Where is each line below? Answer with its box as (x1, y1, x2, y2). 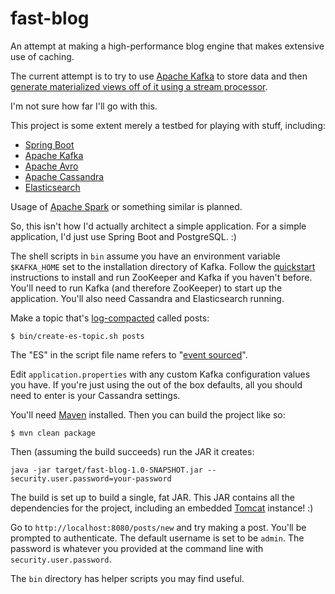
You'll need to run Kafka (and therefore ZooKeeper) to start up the (10, 282, 283, 294)
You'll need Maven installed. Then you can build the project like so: (10, 408, 286, 421)
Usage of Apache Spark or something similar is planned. (10, 200, 243, 212)
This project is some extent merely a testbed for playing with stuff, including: (10, 119, 326, 131)
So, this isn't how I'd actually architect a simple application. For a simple (10, 220, 307, 232)
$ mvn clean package (10, 428, 97, 438)
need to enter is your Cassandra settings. (10, 389, 181, 401)
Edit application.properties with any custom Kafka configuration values (10, 368, 311, 380)
